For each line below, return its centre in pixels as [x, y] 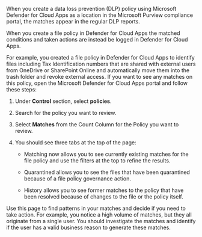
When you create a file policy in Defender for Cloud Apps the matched [93, 33]
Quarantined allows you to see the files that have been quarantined [107, 172]
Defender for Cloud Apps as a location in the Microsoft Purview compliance [100, 15]
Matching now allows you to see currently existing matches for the [106, 154]
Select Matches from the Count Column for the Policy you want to [97, 125]
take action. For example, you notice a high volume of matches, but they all [99, 215]
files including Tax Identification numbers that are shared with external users [101, 64]
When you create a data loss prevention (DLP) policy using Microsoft [91, 9]
